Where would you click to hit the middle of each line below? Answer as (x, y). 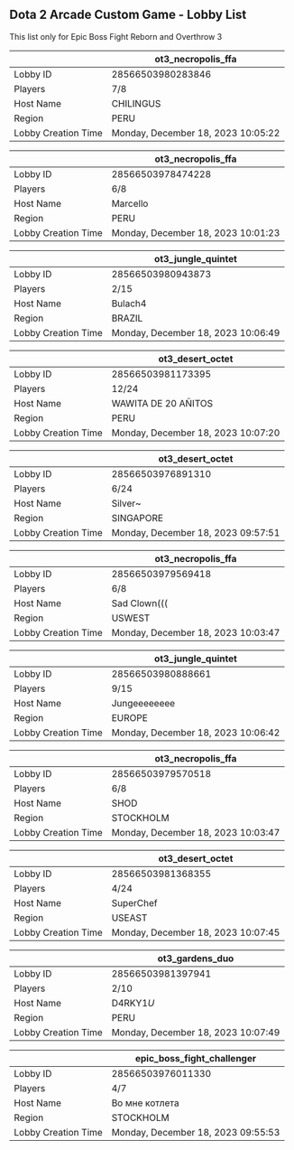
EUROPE (130, 717)
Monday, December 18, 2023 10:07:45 (196, 932)
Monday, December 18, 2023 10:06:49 (196, 332)
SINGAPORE (138, 518)
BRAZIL (127, 318)
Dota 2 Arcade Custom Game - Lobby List (128, 15)
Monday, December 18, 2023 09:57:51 (196, 532)
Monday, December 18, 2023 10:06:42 (196, 733)
